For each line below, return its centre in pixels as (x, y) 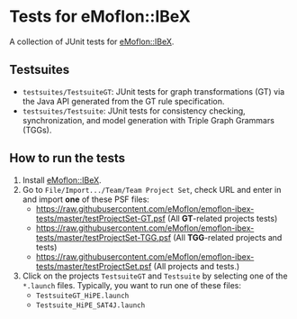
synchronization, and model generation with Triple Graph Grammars (148, 120)
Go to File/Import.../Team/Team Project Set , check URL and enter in (152, 189)
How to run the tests (67, 158)
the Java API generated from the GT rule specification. (123, 101)
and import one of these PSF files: (86, 199)
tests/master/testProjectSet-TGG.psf (103, 237)
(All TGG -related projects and (228, 237)
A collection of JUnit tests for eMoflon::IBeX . (92, 41)
